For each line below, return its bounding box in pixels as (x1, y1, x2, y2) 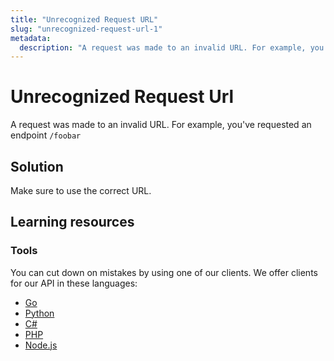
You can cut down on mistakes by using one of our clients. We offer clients (10, 266, 318, 278)
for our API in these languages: (10, 277, 138, 289)
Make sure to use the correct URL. (10, 185, 152, 196)
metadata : (10, 33, 52, 43)
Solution (10, 158, 64, 175)
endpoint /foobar (10, 129, 82, 141)
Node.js (24, 339, 58, 351)
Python (24, 307, 55, 319)
